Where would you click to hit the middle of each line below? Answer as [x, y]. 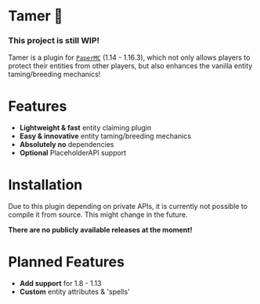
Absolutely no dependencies [67, 145]
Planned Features [67, 262]
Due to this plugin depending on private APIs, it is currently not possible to [128, 207]
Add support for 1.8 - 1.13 [60, 284]
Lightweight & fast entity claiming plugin [85, 128]
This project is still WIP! [54, 41]
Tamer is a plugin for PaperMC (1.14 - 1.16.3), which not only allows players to [129, 57]
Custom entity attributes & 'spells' [75, 292]
